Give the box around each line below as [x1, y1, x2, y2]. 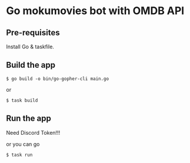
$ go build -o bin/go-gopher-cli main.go [6, 75, 109, 82]
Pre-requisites [6, 28, 60, 38]
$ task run [6, 152, 33, 158]
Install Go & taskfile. [6, 43, 55, 50]
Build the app [6, 60, 56, 70]
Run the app [6, 114, 51, 124]
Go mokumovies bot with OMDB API [6, 4, 185, 18]
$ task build [6, 97, 38, 104]
